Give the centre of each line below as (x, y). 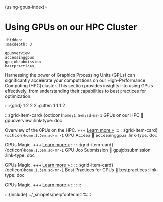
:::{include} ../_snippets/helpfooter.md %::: (48, 194)
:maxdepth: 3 (19, 44)
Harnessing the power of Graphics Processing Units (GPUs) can (70, 75)
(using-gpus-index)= (26, 7)
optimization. (18, 96)
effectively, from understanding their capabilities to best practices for (76, 91)
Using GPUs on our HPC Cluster (71, 27)
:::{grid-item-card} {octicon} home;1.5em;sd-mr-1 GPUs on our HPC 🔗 (75, 115)
